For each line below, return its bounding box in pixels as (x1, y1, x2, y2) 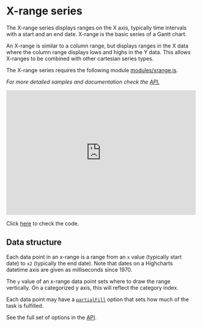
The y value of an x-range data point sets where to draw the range (6, 278, 171, 285)
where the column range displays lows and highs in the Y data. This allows (6, 48, 191, 55)
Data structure (6, 237, 62, 248)
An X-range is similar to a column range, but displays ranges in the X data (6, 42, 189, 49)
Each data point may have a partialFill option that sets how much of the (6, 296, 189, 303)
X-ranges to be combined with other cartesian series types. (6, 55, 154, 62)
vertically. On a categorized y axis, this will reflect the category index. (6, 284, 179, 291)
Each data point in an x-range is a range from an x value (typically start (6, 253, 182, 260)
